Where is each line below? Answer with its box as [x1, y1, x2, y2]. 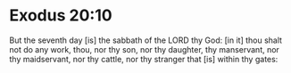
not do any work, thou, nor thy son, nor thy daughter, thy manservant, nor [9, 44, 279, 54]
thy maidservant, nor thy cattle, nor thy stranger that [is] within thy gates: [9, 53, 279, 64]
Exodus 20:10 [9, 5, 113, 26]
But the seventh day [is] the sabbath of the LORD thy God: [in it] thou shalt [9, 35, 283, 45]
